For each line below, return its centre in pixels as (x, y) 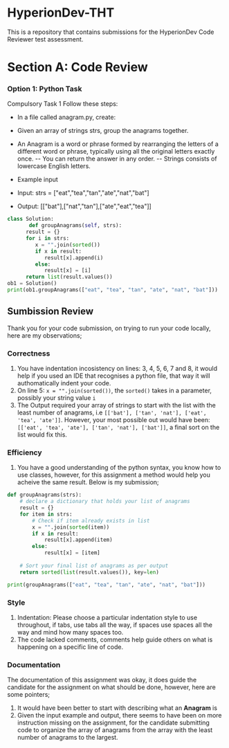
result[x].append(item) (78, 540)
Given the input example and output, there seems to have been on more (119, 715)
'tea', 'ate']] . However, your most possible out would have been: (113, 420)
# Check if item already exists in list (91, 520)
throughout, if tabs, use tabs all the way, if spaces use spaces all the (115, 625)
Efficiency (25, 453)
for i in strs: (47, 239)
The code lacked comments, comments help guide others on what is (115, 639)
